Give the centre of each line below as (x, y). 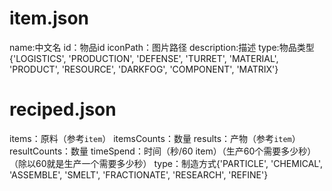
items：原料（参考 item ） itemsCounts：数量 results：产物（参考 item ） (155, 138)
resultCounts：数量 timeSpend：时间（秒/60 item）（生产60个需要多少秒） (163, 151)
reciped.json (63, 109)
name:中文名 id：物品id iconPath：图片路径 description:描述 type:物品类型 (162, 47)
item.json (49, 18)
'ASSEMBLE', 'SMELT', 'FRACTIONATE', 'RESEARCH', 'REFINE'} (139, 174)
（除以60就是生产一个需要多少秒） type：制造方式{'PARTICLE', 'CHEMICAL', (166, 163)
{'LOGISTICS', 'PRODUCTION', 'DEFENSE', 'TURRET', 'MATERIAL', (144, 58)
